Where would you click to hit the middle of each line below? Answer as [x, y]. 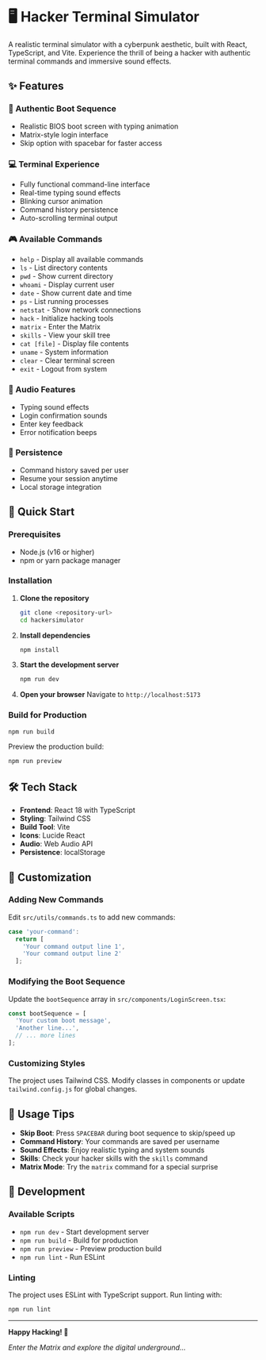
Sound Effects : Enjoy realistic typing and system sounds [112, 1150]
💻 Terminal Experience [54, 164]
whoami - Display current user [67, 285]
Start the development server [69, 665]
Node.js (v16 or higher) [57, 552]
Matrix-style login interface [64, 134]
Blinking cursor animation [61, 201]
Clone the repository [54, 598]
